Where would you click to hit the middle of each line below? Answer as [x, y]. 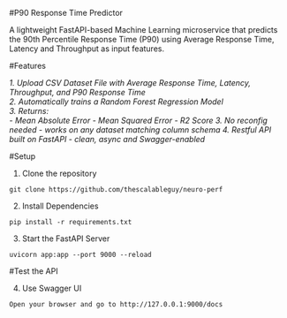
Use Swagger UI [52, 288]
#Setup [23, 156]
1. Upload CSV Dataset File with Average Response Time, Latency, [130, 83]
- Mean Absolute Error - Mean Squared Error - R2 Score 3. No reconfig [138, 120]
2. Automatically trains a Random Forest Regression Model [116, 102]
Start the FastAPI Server [66, 238]
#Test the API [34, 271]
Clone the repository [59, 173]
